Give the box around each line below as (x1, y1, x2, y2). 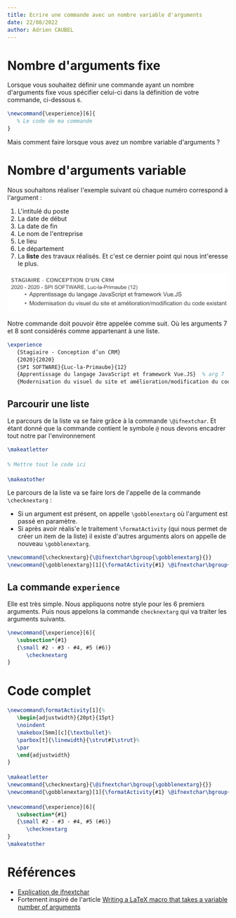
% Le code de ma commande (16, 118, 93, 125)
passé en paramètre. (17, 517, 78, 526)
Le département (17, 244, 65, 253)
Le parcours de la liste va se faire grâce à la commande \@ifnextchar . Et (7, 416, 216, 426)
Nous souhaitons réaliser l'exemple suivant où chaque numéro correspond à (7, 185, 228, 194)
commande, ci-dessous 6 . (7, 96, 83, 104)
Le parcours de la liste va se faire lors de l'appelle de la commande (7, 488, 202, 497)
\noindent (16, 722, 46, 729)
